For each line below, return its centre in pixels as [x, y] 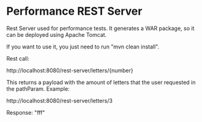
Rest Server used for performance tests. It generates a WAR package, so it [100, 28]
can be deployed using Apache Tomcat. [57, 34]
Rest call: [18, 58]
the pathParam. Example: [38, 89]
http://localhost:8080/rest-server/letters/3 [60, 101]
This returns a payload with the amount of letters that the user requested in [101, 82]
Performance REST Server [74, 11]
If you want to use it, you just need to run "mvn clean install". [83, 47]
